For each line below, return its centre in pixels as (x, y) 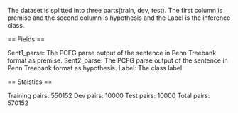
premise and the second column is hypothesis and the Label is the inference (119, 18)
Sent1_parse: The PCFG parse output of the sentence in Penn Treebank (112, 53)
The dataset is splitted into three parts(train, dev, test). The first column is (115, 10)
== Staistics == (30, 82)
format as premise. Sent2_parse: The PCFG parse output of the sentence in (118, 60)
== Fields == (26, 39)
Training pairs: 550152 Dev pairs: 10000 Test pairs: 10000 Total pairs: (109, 96)
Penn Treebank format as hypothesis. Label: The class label (95, 68)
